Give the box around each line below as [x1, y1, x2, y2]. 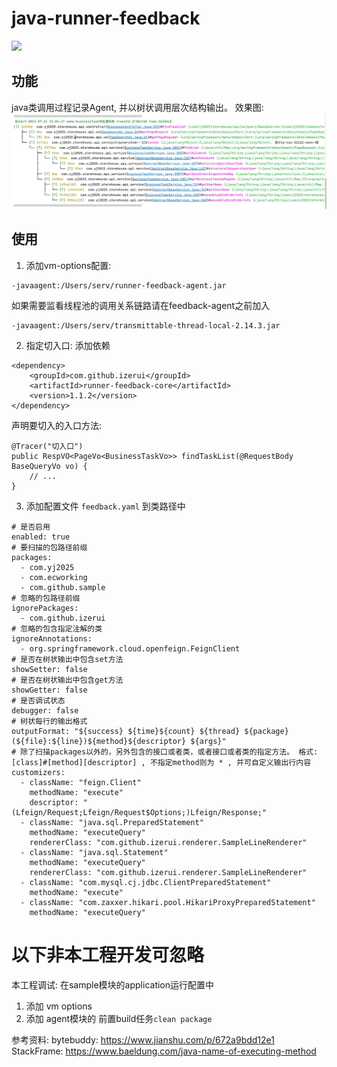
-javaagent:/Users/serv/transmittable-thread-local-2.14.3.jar [11, 320, 281, 331]
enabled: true [11, 532, 71, 542]
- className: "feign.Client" [20, 777, 142, 787]
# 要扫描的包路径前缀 [11, 542, 88, 552]
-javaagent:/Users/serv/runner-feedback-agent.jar [11, 280, 227, 291]
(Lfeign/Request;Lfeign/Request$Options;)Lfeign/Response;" [11, 807, 268, 817]
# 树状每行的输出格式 [11, 716, 88, 726]
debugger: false [11, 705, 79, 716]
